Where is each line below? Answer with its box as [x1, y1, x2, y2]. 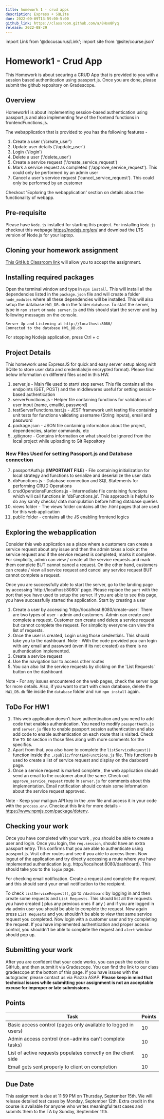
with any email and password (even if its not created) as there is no [12, 643, 147, 649]
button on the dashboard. [12, 669, 64, 675]
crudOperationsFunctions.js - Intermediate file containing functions [12, 488, 147, 494]
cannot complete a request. [5, 572, 61, 578]
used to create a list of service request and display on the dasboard [12, 757, 148, 763]
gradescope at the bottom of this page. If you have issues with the [5, 969, 139, 975]
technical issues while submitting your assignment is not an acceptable [5, 980, 154, 985]
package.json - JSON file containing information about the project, [12, 423, 146, 429]
